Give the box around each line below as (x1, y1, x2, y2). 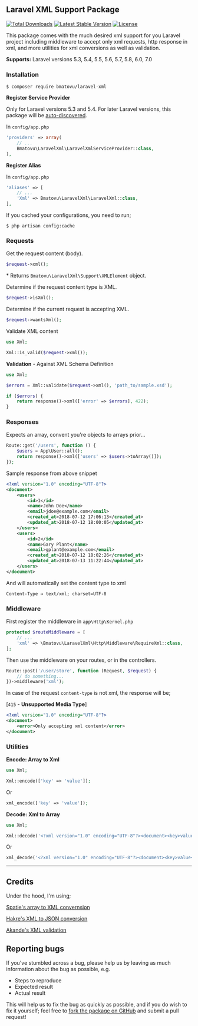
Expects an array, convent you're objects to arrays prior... (6, 431, 146, 438)
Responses (6, 418, 39, 426)
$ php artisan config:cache (6, 223, 75, 229)
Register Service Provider (6, 94, 71, 101)
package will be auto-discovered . (6, 112, 87, 119)
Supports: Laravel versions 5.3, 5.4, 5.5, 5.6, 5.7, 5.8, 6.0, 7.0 (6, 55, 152, 62)
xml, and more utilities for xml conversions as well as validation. (6, 44, 161, 51)
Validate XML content (6, 328, 58, 335)
